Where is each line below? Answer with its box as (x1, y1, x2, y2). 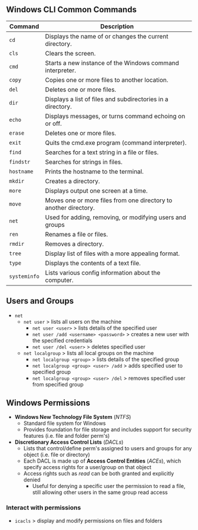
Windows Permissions (6, 398, 90, 408)
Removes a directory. (45, 239, 104, 248)
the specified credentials (32, 337, 93, 344)
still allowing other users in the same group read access (32, 489, 168, 496)
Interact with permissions (6, 503, 81, 512)
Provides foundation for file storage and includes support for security (23, 426, 192, 433)
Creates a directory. (45, 177, 100, 185)
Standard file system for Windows (23, 420, 106, 427)
